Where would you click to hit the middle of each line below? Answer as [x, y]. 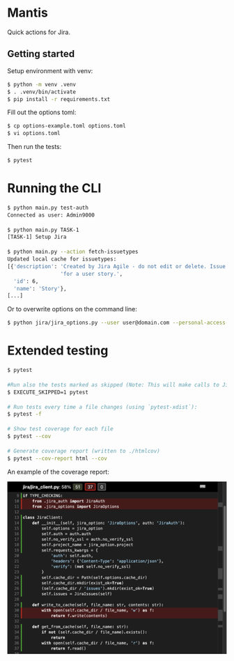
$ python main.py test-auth [48, 208]
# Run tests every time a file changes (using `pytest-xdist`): [102, 407]
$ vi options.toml [34, 134]
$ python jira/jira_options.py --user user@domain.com [88, 323]
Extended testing [58, 351]
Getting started [41, 54]
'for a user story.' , [92, 274]
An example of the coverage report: [58, 472]
